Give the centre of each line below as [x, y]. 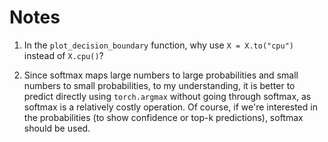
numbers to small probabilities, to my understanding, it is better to [159, 85]
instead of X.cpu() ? [63, 55]
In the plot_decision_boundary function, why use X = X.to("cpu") [159, 45]
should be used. [57, 128]
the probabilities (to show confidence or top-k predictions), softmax [163, 117]
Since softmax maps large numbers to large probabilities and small [161, 75]
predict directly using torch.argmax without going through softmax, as [167, 96]
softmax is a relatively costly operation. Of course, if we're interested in [170, 107]
